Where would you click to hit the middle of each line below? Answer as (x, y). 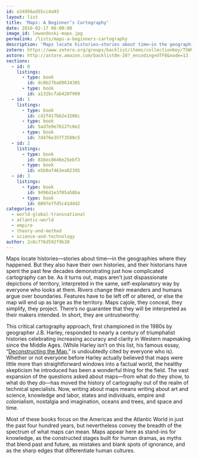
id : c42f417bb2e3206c (54, 116)
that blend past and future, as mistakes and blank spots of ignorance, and (96, 444)
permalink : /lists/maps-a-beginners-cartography (67, 39)
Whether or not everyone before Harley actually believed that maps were (95, 358)
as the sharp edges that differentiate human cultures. (71, 451)
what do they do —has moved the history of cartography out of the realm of (97, 383)
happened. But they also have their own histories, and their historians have (97, 265)
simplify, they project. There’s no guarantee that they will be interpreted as (96, 309)
